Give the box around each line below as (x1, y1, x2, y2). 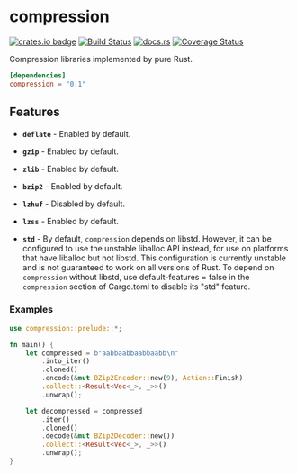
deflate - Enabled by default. (22, 128, 131, 139)
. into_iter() (41, 357, 91, 366)
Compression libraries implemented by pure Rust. (9, 53, 193, 64)
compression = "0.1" (9, 79, 87, 88)
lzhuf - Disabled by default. (22, 198, 126, 209)
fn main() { (9, 340, 54, 349)
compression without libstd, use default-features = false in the (22, 271, 250, 282)
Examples (9, 304, 54, 316)
